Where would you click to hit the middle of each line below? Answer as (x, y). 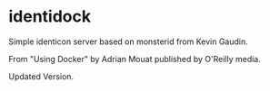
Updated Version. (41, 76)
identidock (50, 17)
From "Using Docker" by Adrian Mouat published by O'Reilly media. (135, 59)
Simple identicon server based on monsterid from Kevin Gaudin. (129, 41)
